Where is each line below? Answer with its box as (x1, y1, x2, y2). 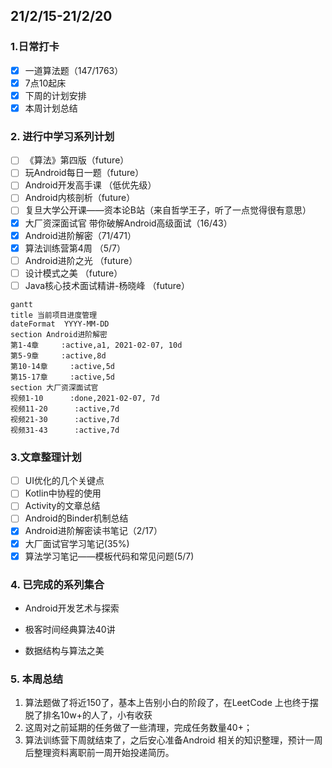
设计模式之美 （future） (24, 267, 123, 279)
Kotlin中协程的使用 (24, 487, 102, 499)
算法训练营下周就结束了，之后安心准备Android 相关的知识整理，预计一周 (24, 734, 323, 746)
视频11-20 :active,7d (10, 404, 120, 414)
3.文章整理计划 (10, 450, 82, 464)
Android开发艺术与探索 (24, 602, 120, 614)
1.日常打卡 (10, 40, 60, 54)
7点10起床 (24, 77, 67, 89)
